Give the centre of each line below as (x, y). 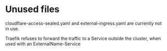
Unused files (32, 9)
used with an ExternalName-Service (43, 43)
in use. (12, 28)
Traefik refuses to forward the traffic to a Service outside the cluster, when (83, 38)
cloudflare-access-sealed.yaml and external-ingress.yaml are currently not (83, 23)
